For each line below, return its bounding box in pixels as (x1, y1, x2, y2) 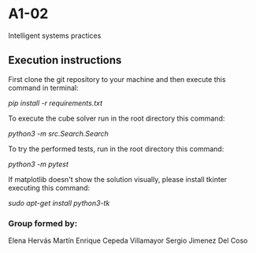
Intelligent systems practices (8, 31, 102, 40)
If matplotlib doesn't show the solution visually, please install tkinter (8, 174, 228, 184)
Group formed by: (8, 218, 78, 229)
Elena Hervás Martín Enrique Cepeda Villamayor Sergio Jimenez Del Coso (8, 236, 248, 245)
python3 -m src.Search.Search (8, 128, 109, 138)
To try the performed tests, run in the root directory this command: (8, 143, 224, 154)
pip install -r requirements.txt (8, 98, 103, 107)
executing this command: (8, 183, 91, 192)
